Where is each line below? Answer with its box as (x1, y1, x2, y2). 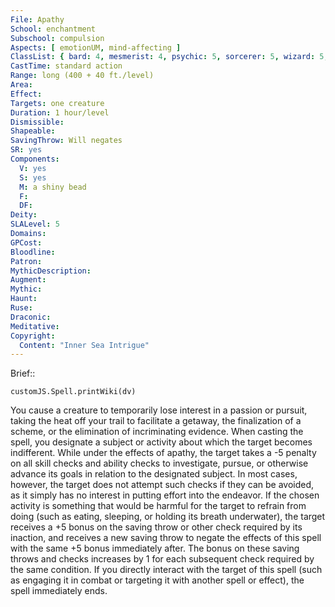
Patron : (10, 256, 43, 266)
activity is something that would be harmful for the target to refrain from (10, 500, 307, 512)
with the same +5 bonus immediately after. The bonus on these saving (10, 542, 300, 555)
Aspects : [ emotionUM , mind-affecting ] (10, 42, 182, 53)
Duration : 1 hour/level (10, 107, 110, 118)
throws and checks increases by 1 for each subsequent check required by (10, 553, 315, 565)
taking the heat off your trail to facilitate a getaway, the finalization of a (10, 415, 302, 427)
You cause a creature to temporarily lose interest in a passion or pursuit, (10, 404, 308, 416)
